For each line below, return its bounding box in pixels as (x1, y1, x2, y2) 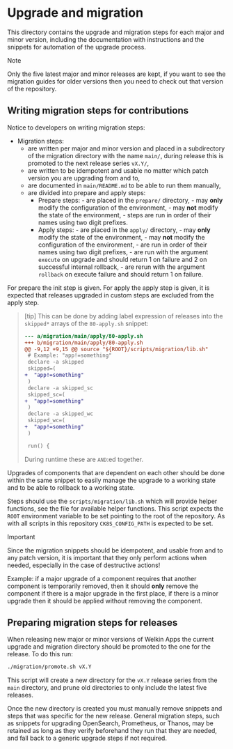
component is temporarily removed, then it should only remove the (7, 582, 199, 590)
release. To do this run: (7, 650, 73, 658)
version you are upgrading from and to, (27, 173, 140, 182)
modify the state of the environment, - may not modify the (38, 233, 205, 241)
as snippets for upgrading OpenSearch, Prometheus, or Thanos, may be (7, 719, 214, 727)
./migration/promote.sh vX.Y (7, 663, 92, 670)
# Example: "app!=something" (27, 352, 113, 360)
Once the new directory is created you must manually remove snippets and (7, 704, 223, 713)
